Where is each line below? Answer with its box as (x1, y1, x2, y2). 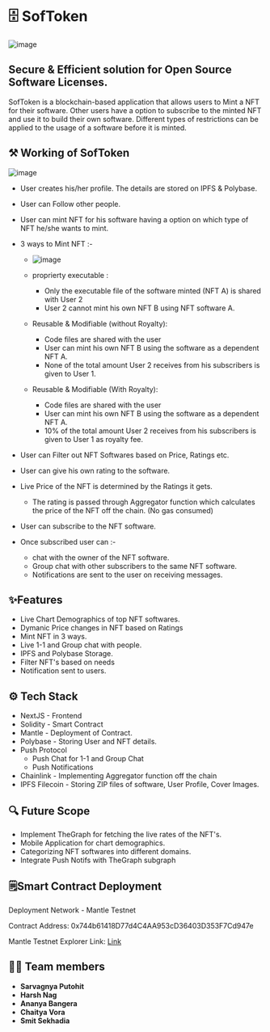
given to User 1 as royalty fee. (44, 434, 144, 444)
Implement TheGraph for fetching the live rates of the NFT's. (19, 830, 222, 839)
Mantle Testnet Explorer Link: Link (8, 936, 122, 946)
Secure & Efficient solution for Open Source (8, 63, 232, 77)
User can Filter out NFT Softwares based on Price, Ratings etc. (19, 450, 230, 460)
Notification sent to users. (19, 666, 107, 676)
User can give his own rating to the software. (19, 465, 171, 475)
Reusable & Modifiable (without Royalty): (32, 318, 168, 328)
